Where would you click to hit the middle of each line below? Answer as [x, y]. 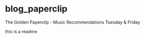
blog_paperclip [36, 9]
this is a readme [21, 31]
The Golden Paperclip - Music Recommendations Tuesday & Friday [73, 22]
